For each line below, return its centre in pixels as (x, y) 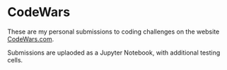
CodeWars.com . (31, 38)
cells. (15, 59)
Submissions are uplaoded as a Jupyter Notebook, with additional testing (114, 52)
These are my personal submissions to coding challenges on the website (113, 31)
